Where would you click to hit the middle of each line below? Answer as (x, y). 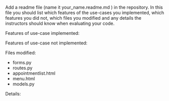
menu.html (24, 79)
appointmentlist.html (34, 73)
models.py (24, 84)
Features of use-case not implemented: (46, 43)
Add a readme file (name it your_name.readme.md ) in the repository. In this (84, 7)
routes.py (23, 68)
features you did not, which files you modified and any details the (73, 18)
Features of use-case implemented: (43, 33)
